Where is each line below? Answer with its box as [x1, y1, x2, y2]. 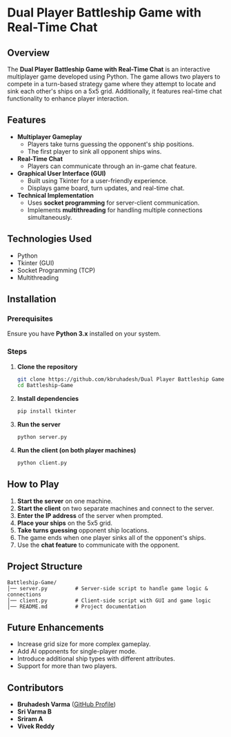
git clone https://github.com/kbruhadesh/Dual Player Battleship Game [17, 375, 225, 383]
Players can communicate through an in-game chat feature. [27, 162, 197, 170]
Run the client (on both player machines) [17, 446, 137, 455]
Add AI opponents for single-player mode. [17, 647, 137, 656]
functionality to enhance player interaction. [7, 94, 130, 103]
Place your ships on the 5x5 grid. [17, 519, 112, 527]
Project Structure [7, 561, 83, 572]
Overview [7, 47, 50, 59]
